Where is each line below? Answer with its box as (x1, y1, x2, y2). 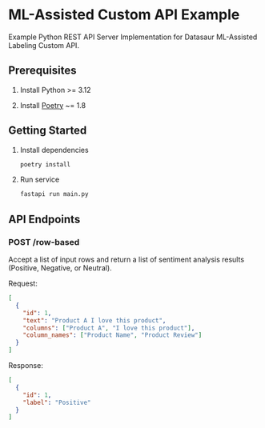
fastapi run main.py (19, 190, 89, 198)
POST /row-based (8, 236, 80, 247)
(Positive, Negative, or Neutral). (8, 263, 112, 273)
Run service (19, 174, 60, 185)
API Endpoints (8, 212, 81, 226)
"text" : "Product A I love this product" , (22, 316, 167, 325)
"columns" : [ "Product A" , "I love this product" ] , (22, 324, 195, 332)
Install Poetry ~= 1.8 (19, 100, 86, 110)
